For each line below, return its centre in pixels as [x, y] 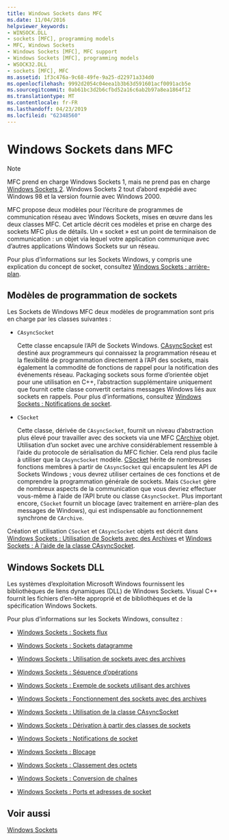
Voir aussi [29, 813]
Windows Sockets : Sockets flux [62, 632]
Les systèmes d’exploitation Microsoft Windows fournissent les [96, 584]
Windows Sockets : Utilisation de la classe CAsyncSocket [98, 712]
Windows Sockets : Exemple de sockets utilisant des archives [104, 686]
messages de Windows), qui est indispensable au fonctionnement [110, 511]
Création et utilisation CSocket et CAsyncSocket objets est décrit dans [103, 531]
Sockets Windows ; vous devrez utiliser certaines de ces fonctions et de [119, 475]
